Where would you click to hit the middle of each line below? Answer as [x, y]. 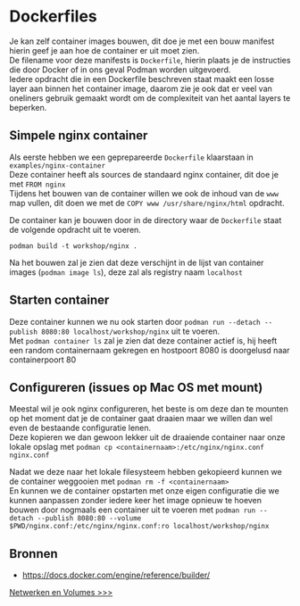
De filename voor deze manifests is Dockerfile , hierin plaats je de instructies [150, 60]
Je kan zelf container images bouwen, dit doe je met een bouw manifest [142, 41]
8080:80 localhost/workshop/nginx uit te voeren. [131, 331]
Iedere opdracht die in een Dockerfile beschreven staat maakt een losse [142, 79]
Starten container [59, 300]
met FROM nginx [37, 184]
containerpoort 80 [43, 360]
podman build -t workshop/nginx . [74, 246]
